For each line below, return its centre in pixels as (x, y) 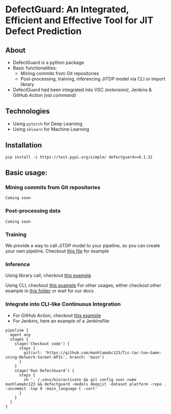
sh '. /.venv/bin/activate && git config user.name (80, 380)
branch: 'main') (87, 357)
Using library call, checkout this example (48, 275)
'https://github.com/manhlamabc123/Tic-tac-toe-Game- (103, 352)
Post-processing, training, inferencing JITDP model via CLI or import (93, 79)
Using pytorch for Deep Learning (47, 124)
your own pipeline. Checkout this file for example (57, 251)
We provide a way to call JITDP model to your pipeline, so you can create (83, 245)
